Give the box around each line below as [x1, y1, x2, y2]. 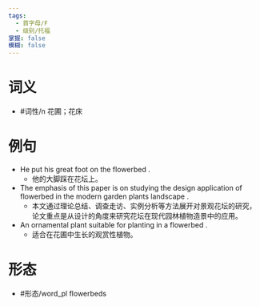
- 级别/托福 [15, 26, 50, 34]
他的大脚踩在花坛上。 [31, 174, 102, 183]
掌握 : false [8, 34, 46, 42]
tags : [8, 11, 26, 20]
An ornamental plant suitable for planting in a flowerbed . [19, 220, 208, 229]
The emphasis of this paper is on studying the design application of [19, 183, 242, 192]
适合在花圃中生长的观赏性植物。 [31, 230, 138, 239]
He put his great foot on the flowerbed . [19, 165, 150, 174]
